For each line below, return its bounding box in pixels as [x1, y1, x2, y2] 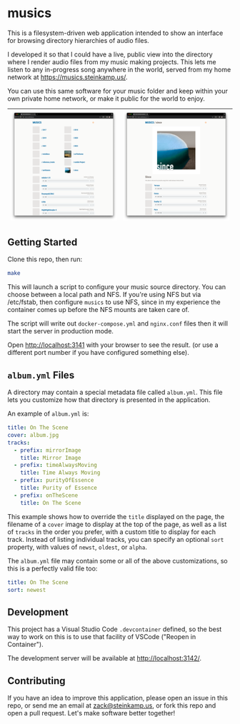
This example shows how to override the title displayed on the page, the [7, 512, 225, 521]
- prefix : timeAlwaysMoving [14, 462, 98, 469]
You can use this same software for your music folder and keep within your [7, 86, 229, 95]
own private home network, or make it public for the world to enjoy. [7, 94, 205, 103]
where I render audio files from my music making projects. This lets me [7, 57, 216, 66]
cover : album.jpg [7, 431, 59, 438]
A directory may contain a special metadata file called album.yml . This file [7, 388, 223, 397]
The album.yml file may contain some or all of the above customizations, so [7, 556, 228, 565]
